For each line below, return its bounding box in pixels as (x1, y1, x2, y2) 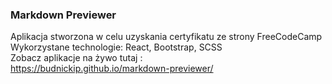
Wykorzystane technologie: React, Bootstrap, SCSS (10, 41, 223, 53)
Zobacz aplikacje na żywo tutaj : (10, 52, 143, 64)
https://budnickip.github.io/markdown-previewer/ (10, 63, 214, 75)
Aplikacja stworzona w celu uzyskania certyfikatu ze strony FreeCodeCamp (10, 31, 323, 43)
